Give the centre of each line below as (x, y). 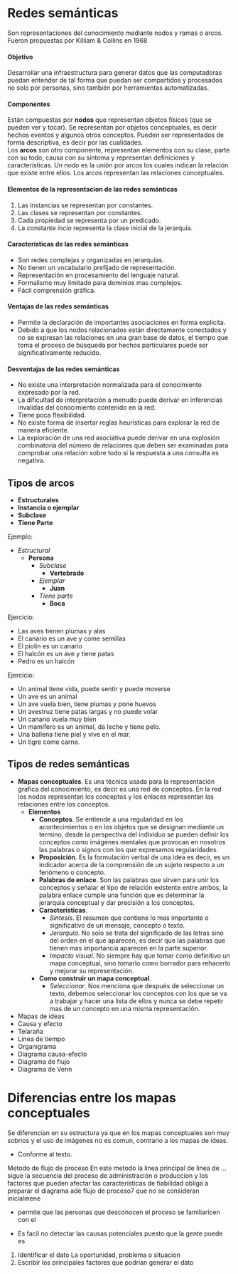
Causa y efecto (40, 1023)
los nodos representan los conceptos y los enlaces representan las (116, 797)
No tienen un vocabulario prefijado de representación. (97, 267)
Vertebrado (67, 573)
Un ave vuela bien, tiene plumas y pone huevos (87, 704)
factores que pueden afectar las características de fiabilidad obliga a (108, 1183)
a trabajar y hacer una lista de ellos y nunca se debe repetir (136, 1001)
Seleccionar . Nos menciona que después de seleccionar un (137, 985)
